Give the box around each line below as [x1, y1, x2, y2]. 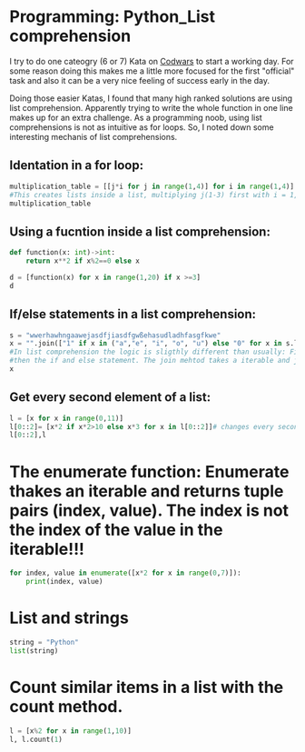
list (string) [9, 646, 59, 656]
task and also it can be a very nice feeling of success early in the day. [9, 75, 271, 85]
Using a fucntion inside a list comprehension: [9, 224, 271, 239]
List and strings [9, 607, 129, 628]
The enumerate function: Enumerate [9, 461, 290, 482]
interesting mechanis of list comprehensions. [9, 131, 178, 142]
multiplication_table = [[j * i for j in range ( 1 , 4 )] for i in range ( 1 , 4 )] [9, 182, 295, 191]
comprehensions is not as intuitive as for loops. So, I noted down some [9, 121, 274, 133]
